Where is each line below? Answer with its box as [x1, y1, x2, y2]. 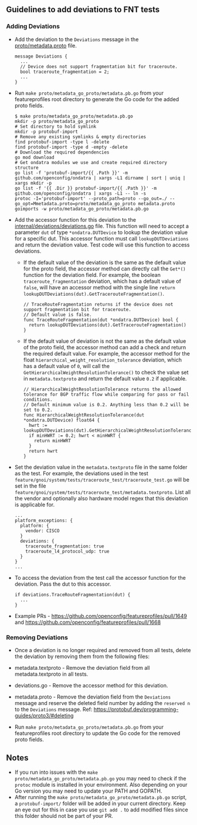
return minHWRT [34, 437, 72, 443]
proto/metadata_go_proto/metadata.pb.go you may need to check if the [14, 774, 186, 781]
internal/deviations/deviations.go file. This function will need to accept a [14, 222, 189, 229]
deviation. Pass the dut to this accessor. [14, 580, 111, 587]
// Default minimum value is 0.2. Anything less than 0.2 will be [23, 402, 189, 408]
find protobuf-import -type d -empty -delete [14, 144, 128, 150]
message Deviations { [14, 53, 67, 59]
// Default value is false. [23, 312, 92, 318]
